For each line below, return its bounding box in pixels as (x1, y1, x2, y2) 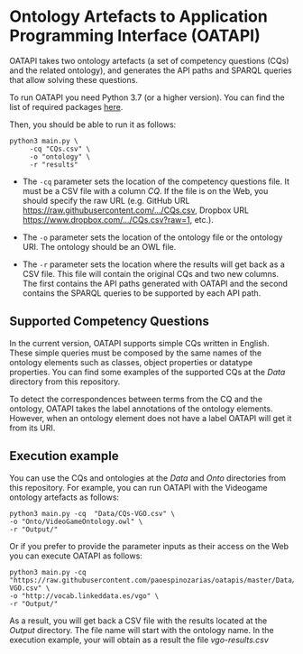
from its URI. (9, 422, 56, 433)
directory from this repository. (9, 376, 121, 387)
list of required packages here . (9, 101, 124, 112)
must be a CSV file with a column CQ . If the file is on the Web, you (22, 185, 269, 196)
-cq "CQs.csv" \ (29, 144, 91, 153)
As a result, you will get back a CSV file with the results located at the (9, 615, 268, 626)
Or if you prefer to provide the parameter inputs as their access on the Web (9, 540, 289, 551)
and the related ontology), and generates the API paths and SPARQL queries (9, 65, 293, 76)
